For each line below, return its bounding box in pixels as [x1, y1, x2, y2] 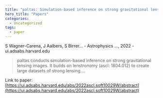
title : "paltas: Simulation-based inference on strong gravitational [5, 7, 149, 12]
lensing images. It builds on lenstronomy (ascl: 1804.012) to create [16, 63, 149, 68]
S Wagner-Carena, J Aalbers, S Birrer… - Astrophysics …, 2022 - [5, 43, 134, 49]
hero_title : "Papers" [5, 12, 49, 16]
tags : [5, 25, 16, 30]
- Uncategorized [9, 20, 42, 26]
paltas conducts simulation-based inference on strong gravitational [16, 58, 151, 63]
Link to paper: [5, 77, 33, 83]
